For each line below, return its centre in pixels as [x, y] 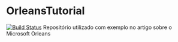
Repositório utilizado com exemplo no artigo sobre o [107, 27]
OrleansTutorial [46, 11]
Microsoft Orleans [28, 33]
